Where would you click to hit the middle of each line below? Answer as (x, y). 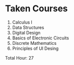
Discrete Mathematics (34, 43)
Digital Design (26, 32)
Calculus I (22, 22)
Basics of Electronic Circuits (41, 38)
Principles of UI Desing (35, 48)
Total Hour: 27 (19, 58)
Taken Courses (37, 9)
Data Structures (28, 27)
